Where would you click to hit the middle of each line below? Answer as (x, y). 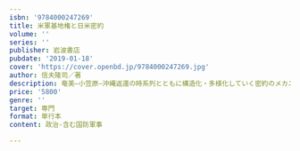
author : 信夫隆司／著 (46, 75)
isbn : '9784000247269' (51, 17)
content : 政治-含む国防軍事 (56, 125)
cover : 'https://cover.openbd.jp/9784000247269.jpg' (109, 68)
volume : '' (29, 34)
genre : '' (28, 100)
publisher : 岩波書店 (45, 51)
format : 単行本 (35, 116)
